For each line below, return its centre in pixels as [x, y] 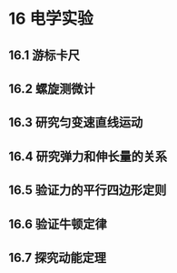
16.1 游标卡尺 [44, 55]
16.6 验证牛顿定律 [58, 224]
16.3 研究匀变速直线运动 [76, 122]
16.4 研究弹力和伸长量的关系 [88, 156]
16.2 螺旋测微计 [52, 89]
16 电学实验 [51, 19]
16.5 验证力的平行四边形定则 [88, 191]
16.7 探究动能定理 [57, 257]
